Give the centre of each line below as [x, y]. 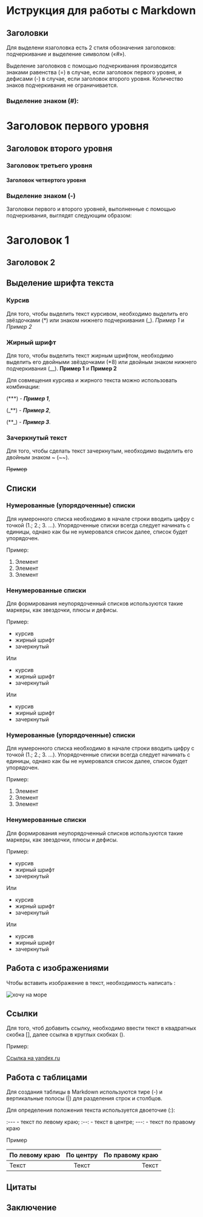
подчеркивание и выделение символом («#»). [66, 54]
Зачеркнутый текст [37, 437]
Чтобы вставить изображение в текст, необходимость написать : [91, 982]
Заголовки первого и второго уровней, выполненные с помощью [91, 209]
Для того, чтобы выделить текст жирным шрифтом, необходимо [90, 355]
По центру [82, 1155]
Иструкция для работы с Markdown [101, 11]
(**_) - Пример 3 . [28, 422]
